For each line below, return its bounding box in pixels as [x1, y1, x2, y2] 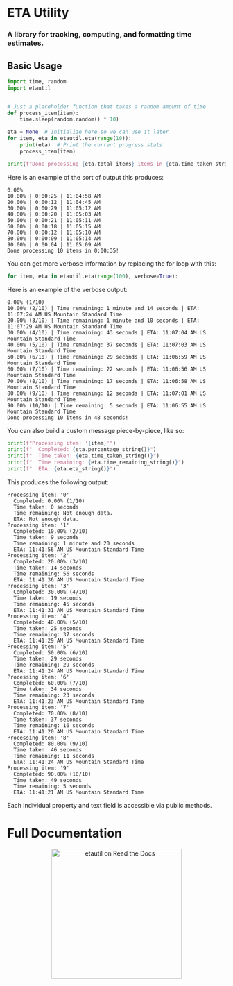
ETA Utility [7, 5, 69, 21]
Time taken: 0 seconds [13, 503, 79, 511]
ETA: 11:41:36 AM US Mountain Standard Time [13, 576, 144, 584]
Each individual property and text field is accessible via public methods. [7, 801, 213, 809]
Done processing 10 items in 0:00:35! [7, 247, 119, 254]
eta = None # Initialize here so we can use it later [7, 128, 169, 136]
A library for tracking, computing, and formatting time [7, 30, 192, 40]
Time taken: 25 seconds [13, 624, 82, 632]
